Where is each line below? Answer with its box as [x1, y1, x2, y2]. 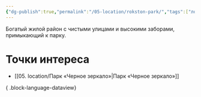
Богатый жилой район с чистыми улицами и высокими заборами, [5, 25, 175, 32]
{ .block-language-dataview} [5, 84, 77, 91]
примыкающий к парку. [5, 31, 67, 39]
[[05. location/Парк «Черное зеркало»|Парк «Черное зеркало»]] [14, 72, 179, 80]
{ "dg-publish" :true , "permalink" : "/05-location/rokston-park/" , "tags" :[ [5, 8, 188, 15]
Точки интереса [5, 52, 89, 66]
